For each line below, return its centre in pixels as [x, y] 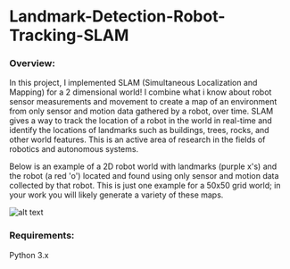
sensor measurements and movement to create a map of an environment [143, 102]
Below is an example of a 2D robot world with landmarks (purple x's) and [143, 166]
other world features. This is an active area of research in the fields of [137, 139]
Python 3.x [29, 255]
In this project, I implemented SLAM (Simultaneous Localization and [133, 83]
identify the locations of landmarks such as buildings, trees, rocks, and [139, 130]
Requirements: [42, 236]
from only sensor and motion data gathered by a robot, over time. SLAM [141, 111]
